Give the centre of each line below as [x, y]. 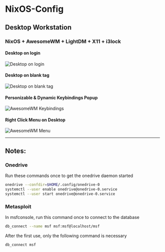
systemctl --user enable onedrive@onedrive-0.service [61, 189]
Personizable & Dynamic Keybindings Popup [52, 98]
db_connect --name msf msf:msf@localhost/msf [52, 226]
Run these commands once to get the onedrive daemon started [69, 176]
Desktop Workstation [38, 27]
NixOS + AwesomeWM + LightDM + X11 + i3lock [63, 41]
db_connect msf [21, 245]
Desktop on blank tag [27, 75]
